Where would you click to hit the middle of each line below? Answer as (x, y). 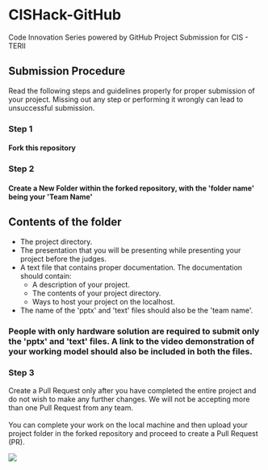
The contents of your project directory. (96, 293)
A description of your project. (81, 284)
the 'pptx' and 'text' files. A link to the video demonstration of (132, 341)
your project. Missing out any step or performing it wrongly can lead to (126, 99)
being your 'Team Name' (50, 196)
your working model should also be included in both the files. (130, 351)
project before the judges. (63, 258)
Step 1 (21, 128)
